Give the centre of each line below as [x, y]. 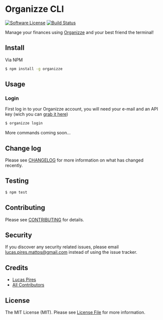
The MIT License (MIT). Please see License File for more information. [75, 312]
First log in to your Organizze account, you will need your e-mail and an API [82, 109]
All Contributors [28, 285]
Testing [17, 181]
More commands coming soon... [38, 133]
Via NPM [14, 60]
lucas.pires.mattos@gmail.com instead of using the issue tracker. [71, 252]
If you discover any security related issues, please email [62, 247]
